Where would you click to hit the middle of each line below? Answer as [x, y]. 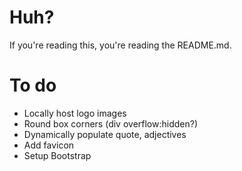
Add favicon [49, 145]
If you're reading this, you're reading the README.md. [120, 45]
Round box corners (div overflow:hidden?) [111, 123]
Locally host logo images [75, 113]
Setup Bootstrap [57, 155]
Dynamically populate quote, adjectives [105, 134]
